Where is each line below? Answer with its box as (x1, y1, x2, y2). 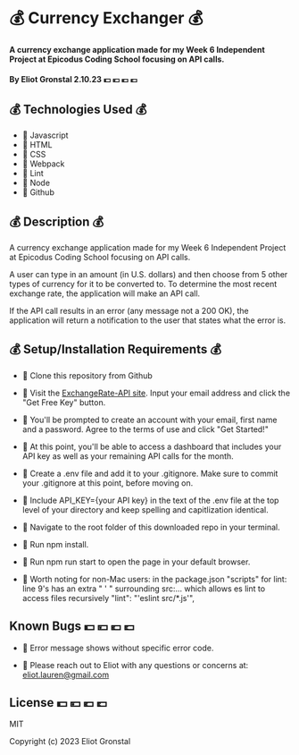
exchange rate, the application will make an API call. (9, 288, 201, 299)
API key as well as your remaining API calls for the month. (21, 450, 234, 462)
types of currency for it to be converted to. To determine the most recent (9, 279, 278, 289)
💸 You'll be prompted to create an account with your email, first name (21, 414, 278, 425)
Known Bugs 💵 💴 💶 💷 (9, 619, 136, 634)
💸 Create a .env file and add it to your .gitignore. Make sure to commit (21, 468, 278, 479)
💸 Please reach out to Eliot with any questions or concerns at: (21, 659, 249, 670)
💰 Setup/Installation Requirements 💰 (9, 342, 221, 357)
